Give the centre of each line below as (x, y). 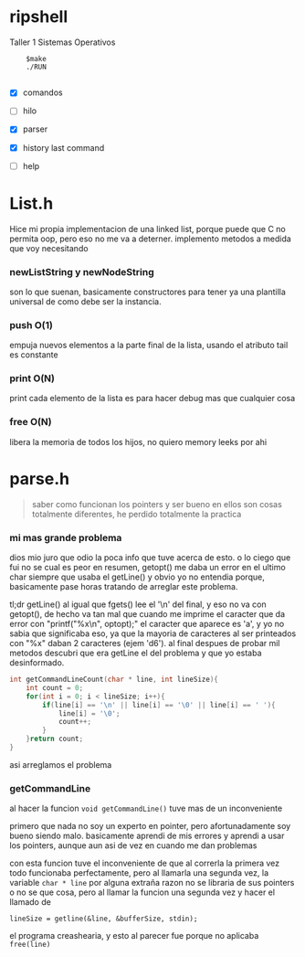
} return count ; (55, 739)
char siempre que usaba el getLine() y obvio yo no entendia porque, (137, 577)
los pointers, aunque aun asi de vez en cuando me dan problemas (133, 845)
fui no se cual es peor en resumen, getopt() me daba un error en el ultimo (147, 567)
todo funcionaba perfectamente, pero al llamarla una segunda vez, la (139, 873)
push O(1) (31, 324)
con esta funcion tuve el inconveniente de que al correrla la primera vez (145, 863)
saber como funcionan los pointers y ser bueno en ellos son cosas (157, 504)
